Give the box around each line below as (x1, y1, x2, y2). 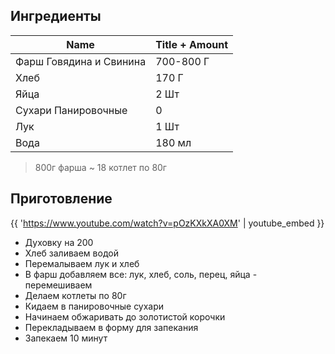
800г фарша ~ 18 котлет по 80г (34, 161, 167, 173)
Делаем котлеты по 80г (24, 289, 127, 301)
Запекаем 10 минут (24, 332, 108, 344)
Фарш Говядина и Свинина (15, 54, 147, 68)
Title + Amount (155, 37, 229, 51)
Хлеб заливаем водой (24, 247, 119, 259)
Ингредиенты (10, 8, 102, 25)
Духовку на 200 (24, 236, 94, 248)
